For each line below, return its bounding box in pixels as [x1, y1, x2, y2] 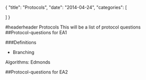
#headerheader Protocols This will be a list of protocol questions [5, 24, 141, 30]
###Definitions [5, 39, 37, 45]
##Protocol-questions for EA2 [5, 69, 68, 75]
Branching [12, 49, 35, 55]
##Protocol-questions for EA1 [5, 30, 67, 35]
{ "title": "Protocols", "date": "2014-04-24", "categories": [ [5, 5, 127, 10]
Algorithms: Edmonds [5, 59, 51, 65]
